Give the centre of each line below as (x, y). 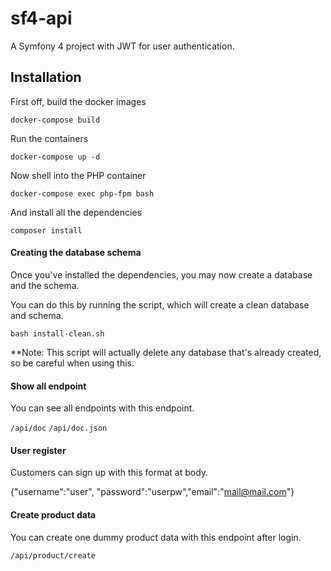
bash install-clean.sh (57, 333)
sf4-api (41, 18)
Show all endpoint (48, 386)
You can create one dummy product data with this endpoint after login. (156, 537)
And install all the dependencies (76, 212)
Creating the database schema (76, 253)
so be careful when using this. (72, 363)
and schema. (37, 315)
